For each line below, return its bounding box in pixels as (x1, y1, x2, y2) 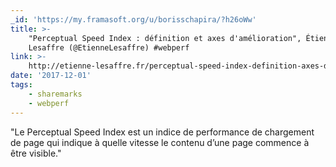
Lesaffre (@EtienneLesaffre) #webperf (28, 42, 190, 53)
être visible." (10, 147, 62, 159)
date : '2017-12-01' (10, 71, 92, 81)
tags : (10, 80, 33, 90)
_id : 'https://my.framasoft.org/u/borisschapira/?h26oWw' (10, 14, 257, 25)
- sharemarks (28, 89, 83, 99)
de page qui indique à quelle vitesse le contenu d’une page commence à (10, 136, 310, 148)
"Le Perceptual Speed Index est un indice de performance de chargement (10, 126, 315, 138)
